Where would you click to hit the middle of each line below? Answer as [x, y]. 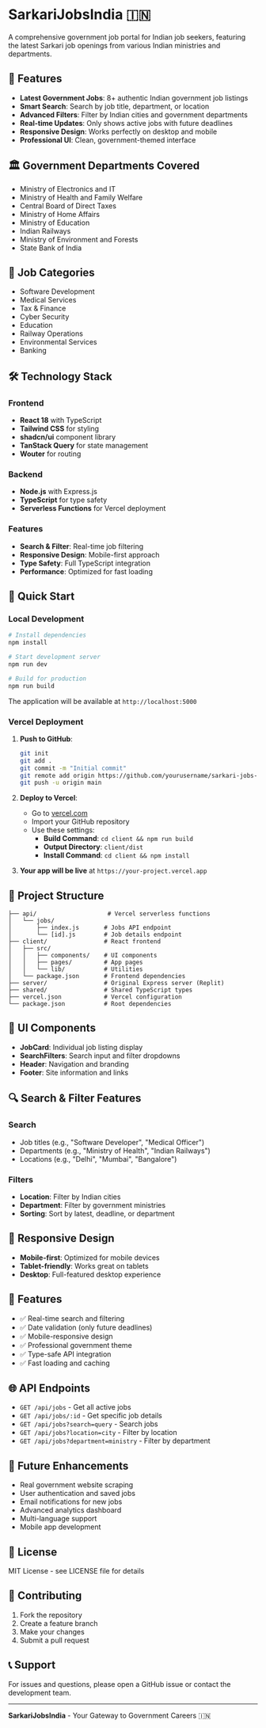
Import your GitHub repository [80, 822]
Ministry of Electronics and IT [68, 188]
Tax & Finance [43, 308]
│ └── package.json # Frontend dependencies [97, 976]
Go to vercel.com [60, 813]
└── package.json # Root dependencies [90, 1004]
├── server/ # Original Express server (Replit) [116, 984]
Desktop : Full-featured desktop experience [90, 1274]
